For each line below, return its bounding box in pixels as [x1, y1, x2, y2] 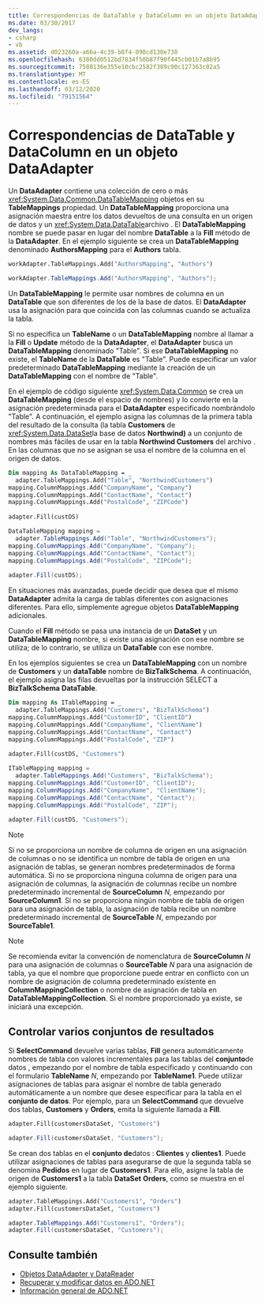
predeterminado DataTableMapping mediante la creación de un [8, 363, 216, 372]
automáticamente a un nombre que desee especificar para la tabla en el [8, 1088, 242, 1097]
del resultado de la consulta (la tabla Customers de [8, 420, 176, 429]
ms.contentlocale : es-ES [8, 77, 90, 85]
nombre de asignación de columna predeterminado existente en [8, 977, 217, 986]
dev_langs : [8, 26, 44, 34]
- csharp [8, 33, 37, 42]
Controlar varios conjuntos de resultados [8, 1025, 215, 1038]
